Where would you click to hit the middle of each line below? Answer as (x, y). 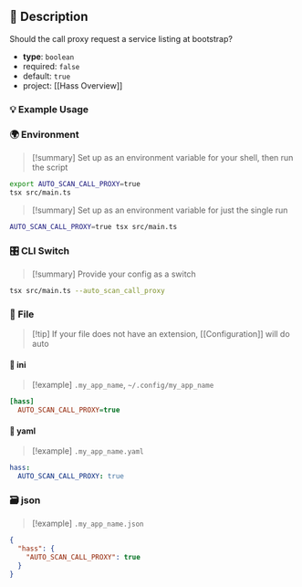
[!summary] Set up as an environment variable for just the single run (160, 210)
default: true (47, 76)
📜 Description (49, 17)
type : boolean (48, 57)
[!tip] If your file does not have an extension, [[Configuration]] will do (161, 334)
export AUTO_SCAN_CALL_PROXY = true (75, 184)
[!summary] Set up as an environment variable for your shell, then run (162, 158)
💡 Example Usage (49, 109)
